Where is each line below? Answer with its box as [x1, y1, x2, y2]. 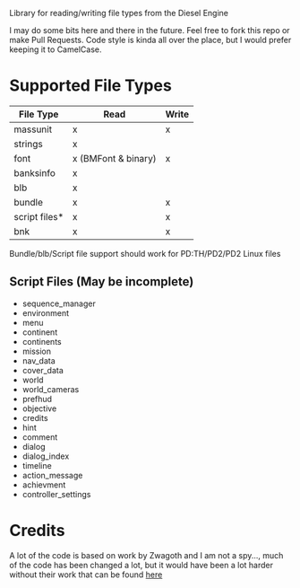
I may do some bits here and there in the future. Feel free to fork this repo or [9, 25, 290, 35]
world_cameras [21, 383, 80, 394]
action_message [21, 470, 83, 480]
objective [21, 403, 57, 414]
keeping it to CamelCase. [9, 44, 102, 55]
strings [13, 137, 43, 150]
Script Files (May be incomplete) [9, 274, 194, 290]
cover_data [21, 364, 64, 375]
